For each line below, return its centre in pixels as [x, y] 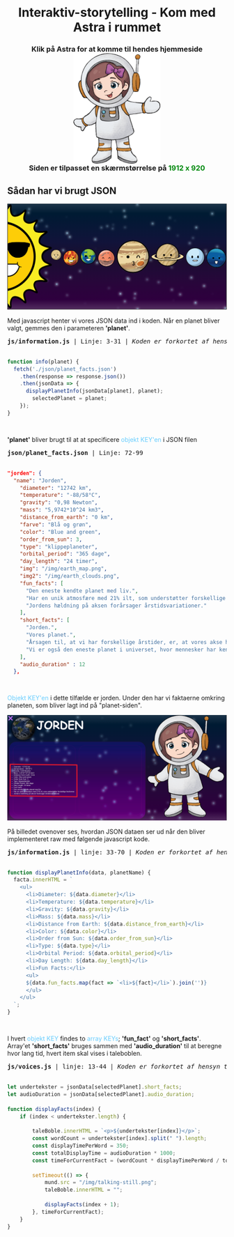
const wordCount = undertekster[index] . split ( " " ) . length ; [120, 1139]
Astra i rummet [117, 27]
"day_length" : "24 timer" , [59, 562]
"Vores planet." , [51, 635]
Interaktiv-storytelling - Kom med [117, 13]
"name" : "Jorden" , [40, 481]
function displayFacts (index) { [54, 1109]
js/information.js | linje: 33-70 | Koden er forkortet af [110, 852]
